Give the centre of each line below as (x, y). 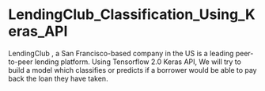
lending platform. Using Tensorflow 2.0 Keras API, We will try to (138, 62)
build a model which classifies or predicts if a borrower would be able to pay (132, 70)
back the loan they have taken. (58, 78)
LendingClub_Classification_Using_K (132, 15)
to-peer (21, 62)
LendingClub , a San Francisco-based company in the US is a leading (121, 53)
